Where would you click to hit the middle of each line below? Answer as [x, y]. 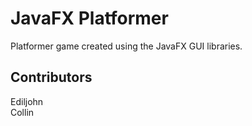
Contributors [51, 77]
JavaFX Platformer [89, 18]
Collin [22, 112]
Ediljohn [27, 101]
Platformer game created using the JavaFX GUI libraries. [126, 46]
